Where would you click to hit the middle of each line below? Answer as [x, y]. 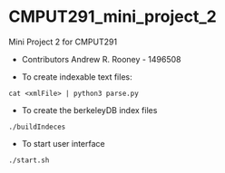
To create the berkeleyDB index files [89, 110]
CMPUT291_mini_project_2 [112, 17]
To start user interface [63, 143]
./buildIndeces [37, 127]
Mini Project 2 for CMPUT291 [63, 42]
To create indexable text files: [77, 77]
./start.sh [29, 160]
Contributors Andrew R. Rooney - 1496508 [102, 59]
